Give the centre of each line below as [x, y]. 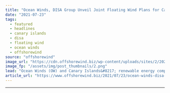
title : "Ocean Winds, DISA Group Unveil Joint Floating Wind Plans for [82, 10]
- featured [21, 24]
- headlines [23, 29]
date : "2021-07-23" [26, 15]
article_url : [19, 76]
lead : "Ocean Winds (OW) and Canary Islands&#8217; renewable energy [80, 71]
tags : [11, 19]
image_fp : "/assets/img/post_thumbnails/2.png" [56, 66]
